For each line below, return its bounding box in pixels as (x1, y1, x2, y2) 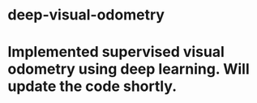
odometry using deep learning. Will (7, 60, 251, 79)
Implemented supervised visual (7, 43, 225, 62)
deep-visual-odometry (7, 6, 165, 24)
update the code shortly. (7, 77, 178, 96)
